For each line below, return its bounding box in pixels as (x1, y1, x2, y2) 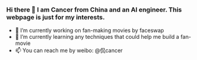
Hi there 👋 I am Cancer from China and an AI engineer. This (6, 5, 182, 14)
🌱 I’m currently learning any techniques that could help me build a (15, 33, 179, 41)
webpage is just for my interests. (6, 13, 105, 21)
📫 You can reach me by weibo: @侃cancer (15, 47, 123, 54)
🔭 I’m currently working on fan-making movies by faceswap (15, 27, 164, 34)
